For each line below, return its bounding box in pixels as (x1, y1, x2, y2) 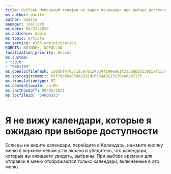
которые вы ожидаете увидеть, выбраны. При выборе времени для (5, 153, 153, 159)
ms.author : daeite (5, 12, 44, 17)
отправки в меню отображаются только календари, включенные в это (5, 158, 159, 164)
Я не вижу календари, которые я (5, 114, 152, 126)
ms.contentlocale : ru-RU (5, 83, 58, 88)
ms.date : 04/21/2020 (5, 26, 49, 32)
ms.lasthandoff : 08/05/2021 (5, 88, 65, 93)
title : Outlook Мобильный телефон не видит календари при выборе (5, 7, 147, 13)
